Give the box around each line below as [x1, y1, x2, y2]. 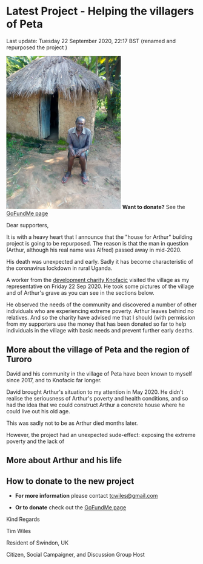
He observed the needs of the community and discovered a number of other [6, 301, 197, 308]
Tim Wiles [6, 528, 32, 535]
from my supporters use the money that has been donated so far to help [6, 320, 187, 328]
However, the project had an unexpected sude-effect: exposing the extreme [6, 431, 196, 438]
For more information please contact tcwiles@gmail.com [15, 492, 158, 500]
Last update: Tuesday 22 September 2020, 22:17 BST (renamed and [6, 37, 176, 44]
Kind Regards [6, 515, 41, 523]
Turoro [6, 354, 32, 364]
